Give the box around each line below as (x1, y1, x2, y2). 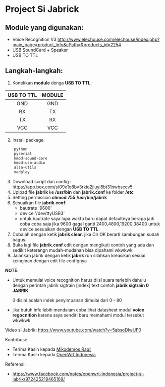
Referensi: (5, 361, 26, 367)
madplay (14, 170, 30, 175)
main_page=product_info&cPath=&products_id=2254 (12, 42, 121, 48)
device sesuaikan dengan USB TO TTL (19, 226, 99, 232)
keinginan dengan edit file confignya (12, 258, 87, 264)
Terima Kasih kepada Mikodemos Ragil (12, 346, 92, 352)
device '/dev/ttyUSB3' (19, 210, 65, 217)
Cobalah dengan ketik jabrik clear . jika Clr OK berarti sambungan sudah (12, 232, 160, 237)
